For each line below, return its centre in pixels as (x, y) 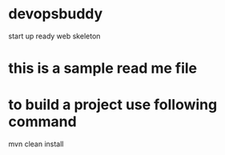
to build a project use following (113, 105)
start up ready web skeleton (54, 36)
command (43, 122)
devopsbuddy (56, 14)
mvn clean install (36, 144)
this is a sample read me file (103, 68)
